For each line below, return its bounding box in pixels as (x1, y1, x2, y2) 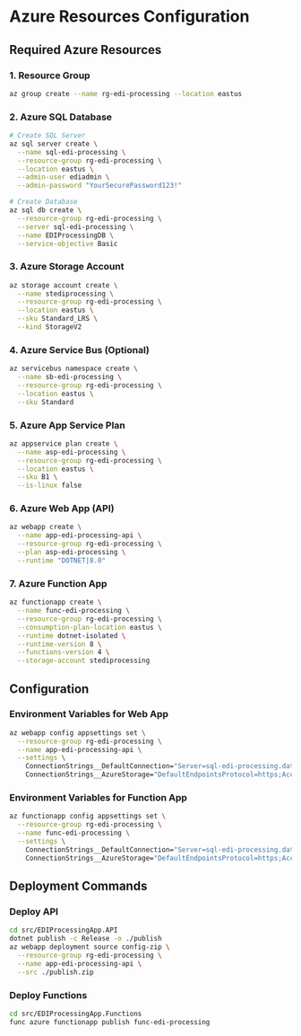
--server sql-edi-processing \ (17, 222, 134, 231)
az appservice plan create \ (9, 438, 118, 448)
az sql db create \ (9, 206, 82, 215)
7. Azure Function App (9, 577, 107, 589)
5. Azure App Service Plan (9, 419, 125, 431)
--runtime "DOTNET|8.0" (17, 555, 106, 565)
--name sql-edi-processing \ (17, 147, 126, 156)
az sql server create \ (9, 139, 99, 148)
